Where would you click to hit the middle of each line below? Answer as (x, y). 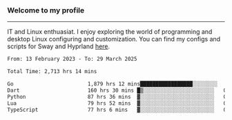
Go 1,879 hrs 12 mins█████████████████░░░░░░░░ (112, 84)
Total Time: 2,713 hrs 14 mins (52, 72)
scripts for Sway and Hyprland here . (59, 46)
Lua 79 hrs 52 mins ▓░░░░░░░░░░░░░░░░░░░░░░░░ (111, 103)
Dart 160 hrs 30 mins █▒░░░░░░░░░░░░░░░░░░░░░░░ (111, 90)
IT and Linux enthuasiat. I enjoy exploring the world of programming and (110, 32)
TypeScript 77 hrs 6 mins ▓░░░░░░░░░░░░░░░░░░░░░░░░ (111, 110)
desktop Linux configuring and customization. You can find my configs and (114, 39)
